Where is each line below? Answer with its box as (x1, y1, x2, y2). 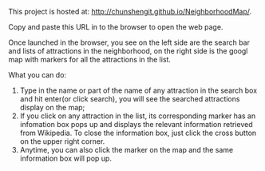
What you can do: (8, 70, 66, 79)
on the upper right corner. (19, 137, 105, 146)
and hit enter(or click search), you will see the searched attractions (19, 94, 240, 103)
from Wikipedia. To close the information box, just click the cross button (19, 128, 257, 137)
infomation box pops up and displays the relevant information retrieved (19, 120, 253, 129)
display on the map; (19, 103, 85, 112)
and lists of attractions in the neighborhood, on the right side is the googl (8, 46, 248, 55)
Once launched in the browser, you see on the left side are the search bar (8, 38, 250, 47)
